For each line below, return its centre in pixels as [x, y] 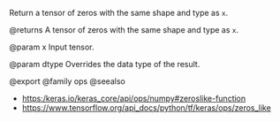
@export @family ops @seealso [67, 81]
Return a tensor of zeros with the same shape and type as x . [119, 13]
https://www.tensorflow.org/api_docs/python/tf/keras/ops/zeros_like [146, 108]
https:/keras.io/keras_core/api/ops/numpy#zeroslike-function [134, 98]
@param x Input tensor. [52, 47]
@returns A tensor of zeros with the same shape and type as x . [124, 30]
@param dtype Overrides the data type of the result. [105, 64]
